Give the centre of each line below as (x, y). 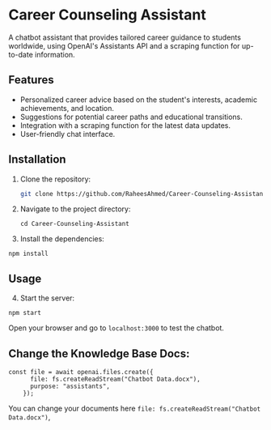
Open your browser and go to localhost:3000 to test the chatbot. (116, 328)
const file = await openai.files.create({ (81, 373)
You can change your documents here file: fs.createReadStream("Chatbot (135, 409)
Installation (37, 160)
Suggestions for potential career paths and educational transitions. (131, 117)
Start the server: (47, 298)
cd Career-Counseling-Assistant (74, 224)
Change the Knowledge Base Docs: (99, 353)
